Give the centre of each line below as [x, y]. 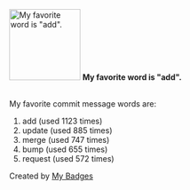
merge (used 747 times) [66, 140]
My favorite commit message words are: [83, 104]
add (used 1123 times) [62, 121]
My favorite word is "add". [132, 77]
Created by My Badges [51, 176]
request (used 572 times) [68, 158]
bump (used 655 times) [65, 149]
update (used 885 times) [67, 131]
